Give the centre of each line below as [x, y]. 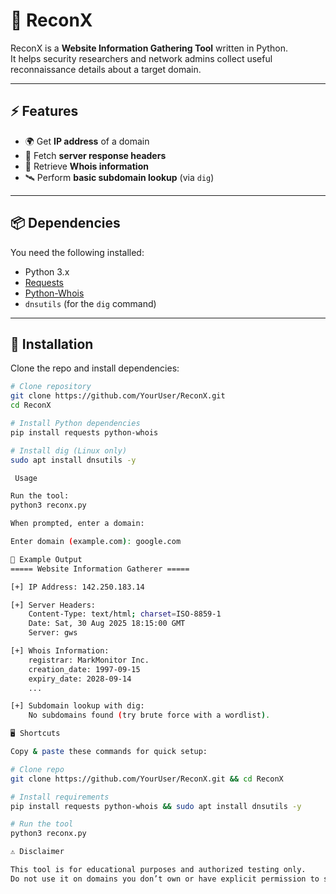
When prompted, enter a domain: [77, 524]
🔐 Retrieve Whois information [86, 166]
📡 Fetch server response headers [95, 155]
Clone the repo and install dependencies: [95, 368]
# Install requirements [60, 797]
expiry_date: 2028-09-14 [80, 679]
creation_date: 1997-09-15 [84, 669]
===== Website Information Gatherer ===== [100, 569]
